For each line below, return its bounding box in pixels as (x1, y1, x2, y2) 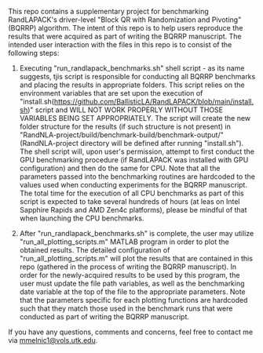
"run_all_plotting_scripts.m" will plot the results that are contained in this (19, 254, 254, 263)
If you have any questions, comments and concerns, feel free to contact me (8, 327, 254, 337)
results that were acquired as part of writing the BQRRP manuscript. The (8, 31, 242, 41)
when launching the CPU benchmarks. (19, 213, 144, 223)
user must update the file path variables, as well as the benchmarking (19, 278, 245, 288)
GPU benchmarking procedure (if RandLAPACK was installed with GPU (19, 155, 249, 164)
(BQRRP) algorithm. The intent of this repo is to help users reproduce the (8, 24, 243, 32)
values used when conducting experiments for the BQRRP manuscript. (19, 180, 247, 189)
